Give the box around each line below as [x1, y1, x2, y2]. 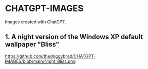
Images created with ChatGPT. [5, 19, 67, 25]
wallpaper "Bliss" [5, 41, 60, 49]
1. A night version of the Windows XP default [5, 33, 143, 41]
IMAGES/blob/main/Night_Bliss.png [5, 58, 76, 64]
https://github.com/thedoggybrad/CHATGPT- [5, 53, 96, 59]
